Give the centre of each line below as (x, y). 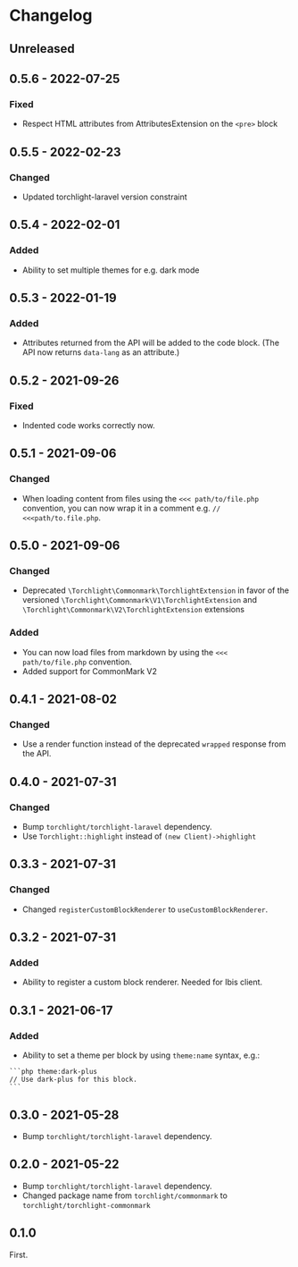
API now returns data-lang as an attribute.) (101, 352)
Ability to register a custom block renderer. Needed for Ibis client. (142, 982)
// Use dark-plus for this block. (74, 1080)
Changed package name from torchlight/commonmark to (124, 1195)
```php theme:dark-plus (54, 1072)
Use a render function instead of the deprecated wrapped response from (154, 744)
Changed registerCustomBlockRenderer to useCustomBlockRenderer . (145, 909)
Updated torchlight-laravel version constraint (104, 197)
